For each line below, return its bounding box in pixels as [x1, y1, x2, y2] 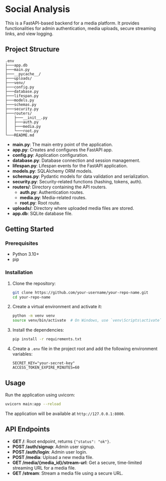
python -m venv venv [12, 313, 55, 318]
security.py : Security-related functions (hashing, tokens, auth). [12, 178, 143, 184]
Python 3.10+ [12, 251, 40, 257]
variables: [12, 351, 33, 357]
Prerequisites [5, 240, 38, 247]
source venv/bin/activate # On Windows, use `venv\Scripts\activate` [12, 318, 162, 323]
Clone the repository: [12, 280, 56, 286]
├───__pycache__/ [5, 71, 41, 76]
